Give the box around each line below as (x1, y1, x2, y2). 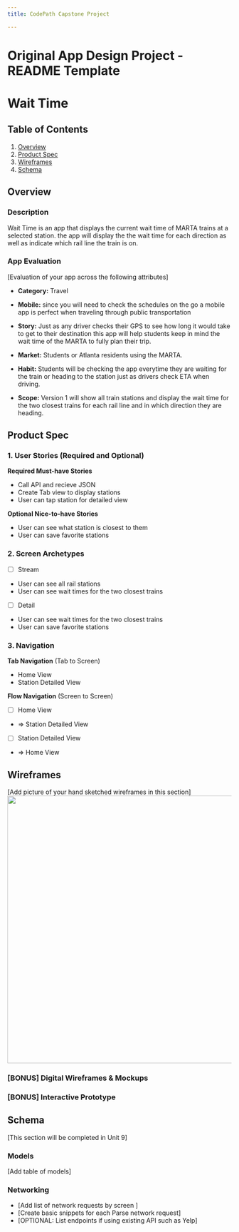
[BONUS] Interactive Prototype (7, 1092, 116, 1102)
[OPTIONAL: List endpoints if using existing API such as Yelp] (17, 1216, 198, 1225)
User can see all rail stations (17, 579, 101, 588)
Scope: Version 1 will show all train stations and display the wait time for (17, 393, 229, 402)
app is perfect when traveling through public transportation (17, 307, 191, 316)
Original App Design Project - (7, 47, 184, 63)
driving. (17, 380, 41, 388)
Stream (17, 565, 39, 574)
